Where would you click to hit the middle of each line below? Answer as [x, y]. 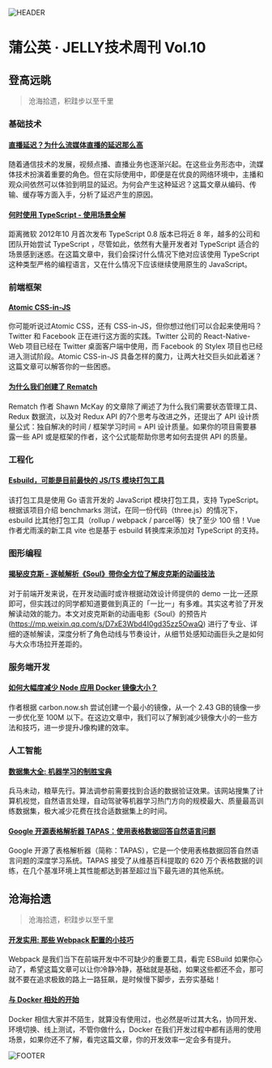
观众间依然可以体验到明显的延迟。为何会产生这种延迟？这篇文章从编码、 [129, 184]
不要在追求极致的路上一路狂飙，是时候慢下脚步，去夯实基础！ [118, 980]
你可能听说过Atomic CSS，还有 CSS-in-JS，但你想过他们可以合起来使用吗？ [136, 326]
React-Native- [227, 337]
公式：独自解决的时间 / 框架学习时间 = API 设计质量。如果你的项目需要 [132, 426]
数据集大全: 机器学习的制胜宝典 [60, 771]
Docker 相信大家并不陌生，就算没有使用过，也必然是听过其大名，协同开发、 [135, 1019]
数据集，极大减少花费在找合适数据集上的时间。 [93, 811]
